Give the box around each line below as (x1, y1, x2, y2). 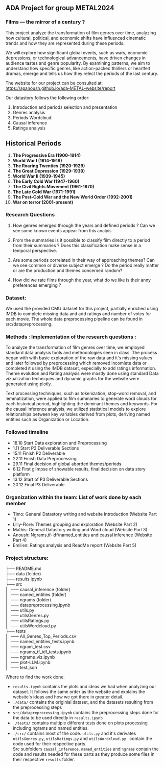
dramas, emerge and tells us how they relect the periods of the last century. (5, 71, 159, 76)
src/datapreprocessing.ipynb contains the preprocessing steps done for (12, 710, 159, 716)
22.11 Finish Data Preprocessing (12, 455, 77, 461)
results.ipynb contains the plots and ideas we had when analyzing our (12, 684, 156, 690)
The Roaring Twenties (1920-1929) (12, 163, 85, 169)
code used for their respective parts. (12, 741, 87, 747)
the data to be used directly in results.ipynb (12, 715, 103, 721)
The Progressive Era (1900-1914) (12, 152, 81, 158)
